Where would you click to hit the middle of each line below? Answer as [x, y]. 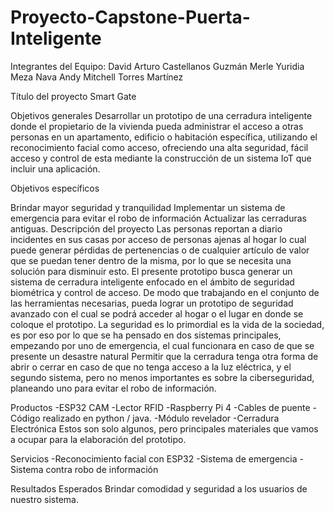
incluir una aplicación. [55, 168]
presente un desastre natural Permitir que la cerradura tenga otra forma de [164, 356]
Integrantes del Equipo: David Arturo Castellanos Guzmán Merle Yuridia [157, 66]
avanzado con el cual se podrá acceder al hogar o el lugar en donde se [157, 313]
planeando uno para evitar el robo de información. [113, 388]
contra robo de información [102, 469]
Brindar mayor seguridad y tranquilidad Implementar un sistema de [148, 207]
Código [25, 418]
